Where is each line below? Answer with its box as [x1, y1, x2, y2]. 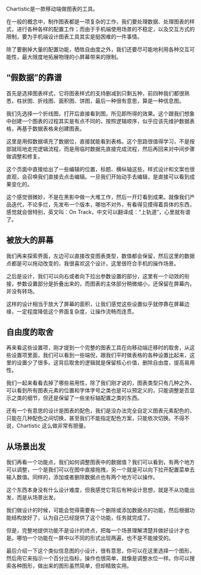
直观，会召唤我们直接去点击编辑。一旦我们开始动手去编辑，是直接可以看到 [6, 173, 190, 180]
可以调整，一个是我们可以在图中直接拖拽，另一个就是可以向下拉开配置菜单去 [6, 466, 195, 473]
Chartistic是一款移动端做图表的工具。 [6, 5, 99, 12]
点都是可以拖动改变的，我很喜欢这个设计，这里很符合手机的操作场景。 [6, 260, 179, 267]
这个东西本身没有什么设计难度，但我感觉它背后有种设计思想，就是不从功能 [6, 486, 190, 494]
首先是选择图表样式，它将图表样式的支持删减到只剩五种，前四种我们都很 [6, 90, 184, 97]
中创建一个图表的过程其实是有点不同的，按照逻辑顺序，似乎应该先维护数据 [6, 117, 190, 124]
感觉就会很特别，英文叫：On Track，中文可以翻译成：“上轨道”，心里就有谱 [6, 208, 191, 215]
